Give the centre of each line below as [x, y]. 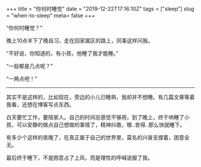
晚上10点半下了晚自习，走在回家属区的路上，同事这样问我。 [80, 40]
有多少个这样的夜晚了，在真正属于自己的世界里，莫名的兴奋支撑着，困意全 [98, 137]
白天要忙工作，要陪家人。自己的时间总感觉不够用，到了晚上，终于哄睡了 [95, 117]
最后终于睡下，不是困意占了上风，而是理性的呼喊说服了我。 [80, 158]
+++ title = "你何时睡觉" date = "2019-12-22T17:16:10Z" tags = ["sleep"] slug [100, 9]
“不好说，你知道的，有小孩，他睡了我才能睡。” [62, 53]
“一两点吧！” [22, 79]
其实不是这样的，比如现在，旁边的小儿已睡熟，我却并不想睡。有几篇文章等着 [100, 97]
